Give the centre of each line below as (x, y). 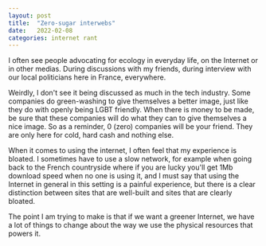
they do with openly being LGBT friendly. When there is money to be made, (131, 110)
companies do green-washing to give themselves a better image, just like (128, 101)
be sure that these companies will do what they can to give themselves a (127, 118)
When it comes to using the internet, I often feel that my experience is (123, 150)
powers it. (25, 234)
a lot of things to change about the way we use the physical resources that (131, 225)
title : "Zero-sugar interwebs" (62, 23)
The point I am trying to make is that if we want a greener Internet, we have (131, 217)
